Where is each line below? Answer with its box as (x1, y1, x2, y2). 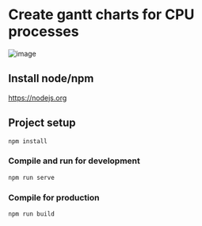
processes (8, 22, 79, 41)
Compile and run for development (8, 155, 141, 166)
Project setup (8, 116, 77, 130)
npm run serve (8, 173, 55, 181)
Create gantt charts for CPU (8, 6, 195, 24)
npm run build (8, 210, 55, 218)
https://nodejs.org (8, 93, 67, 103)
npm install (8, 137, 48, 145)
